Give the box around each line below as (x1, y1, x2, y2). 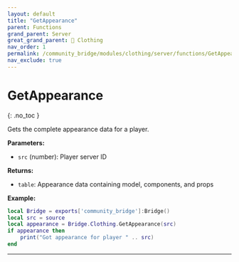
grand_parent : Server (7, 30, 72, 38)
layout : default (7, 10, 55, 18)
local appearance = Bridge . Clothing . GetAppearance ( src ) (7, 221, 176, 228)
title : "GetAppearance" (7, 17, 78, 24)
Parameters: (7, 138, 45, 147)
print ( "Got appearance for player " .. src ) (20, 234, 154, 241)
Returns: (7, 166, 34, 174)
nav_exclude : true (7, 57, 62, 64)
